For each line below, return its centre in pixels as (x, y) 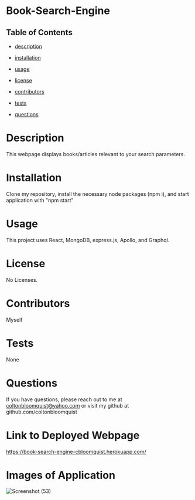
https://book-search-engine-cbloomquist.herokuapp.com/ (76, 451)
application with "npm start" (40, 200)
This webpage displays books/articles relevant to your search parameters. (96, 154)
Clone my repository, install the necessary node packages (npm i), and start (97, 194)
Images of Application (61, 475)
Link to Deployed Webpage (73, 435)
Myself (14, 319)
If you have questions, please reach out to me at (64, 399)
